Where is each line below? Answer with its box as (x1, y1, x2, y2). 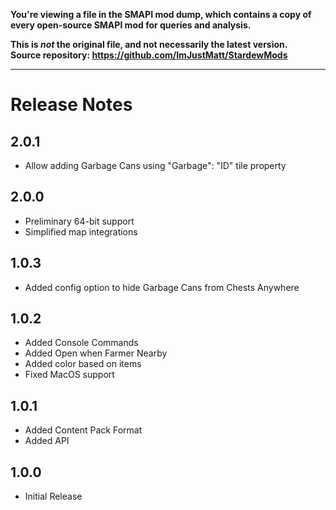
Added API (24, 435, 70, 447)
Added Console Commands (24, 337, 139, 349)
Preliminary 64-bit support (24, 215, 135, 227)
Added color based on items (24, 358, 142, 370)
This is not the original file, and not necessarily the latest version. (10, 39, 288, 50)
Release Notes (10, 94, 133, 116)
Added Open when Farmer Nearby (24, 347, 168, 359)
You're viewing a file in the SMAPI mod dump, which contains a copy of (10, 9, 312, 20)
